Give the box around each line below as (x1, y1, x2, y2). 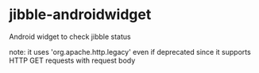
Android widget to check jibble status (9, 32, 131, 41)
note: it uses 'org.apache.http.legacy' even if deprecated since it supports (9, 47, 251, 56)
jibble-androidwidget (9, 6, 152, 24)
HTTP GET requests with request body (9, 56, 136, 65)
